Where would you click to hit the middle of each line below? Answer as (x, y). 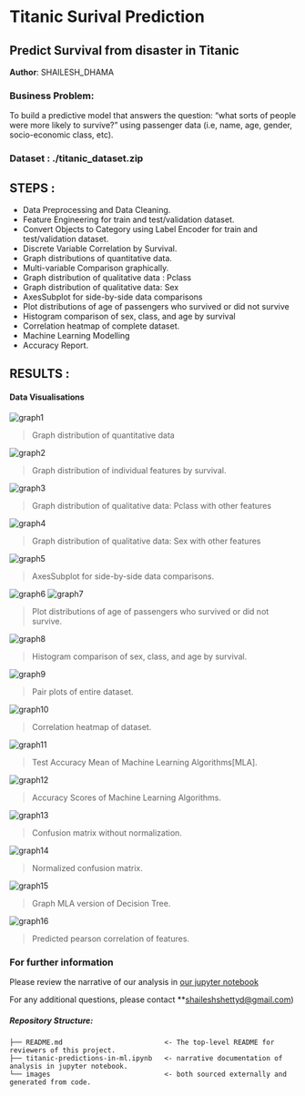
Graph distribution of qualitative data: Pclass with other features (151, 505)
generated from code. (51, 1082)
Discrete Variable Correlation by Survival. (100, 249)
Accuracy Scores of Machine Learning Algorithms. (126, 797)
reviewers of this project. (63, 1050)
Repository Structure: (51, 1020)
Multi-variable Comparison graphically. (96, 268)
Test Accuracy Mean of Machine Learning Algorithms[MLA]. (144, 762)
